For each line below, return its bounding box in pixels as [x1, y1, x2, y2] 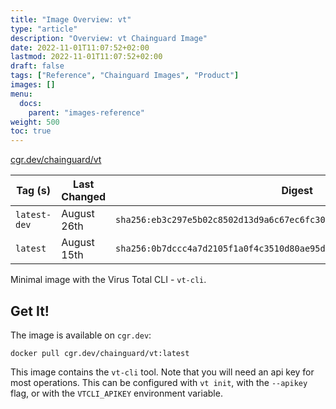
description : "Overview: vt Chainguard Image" [10, 33, 208, 43]
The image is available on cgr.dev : [10, 329, 152, 341]
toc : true [10, 126, 52, 136]
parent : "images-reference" [28, 107, 145, 118]
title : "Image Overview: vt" [10, 14, 132, 25]
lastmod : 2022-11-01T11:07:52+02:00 [10, 52, 163, 62]
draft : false [10, 61, 65, 71]
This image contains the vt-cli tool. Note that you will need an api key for [10, 366, 315, 378]
